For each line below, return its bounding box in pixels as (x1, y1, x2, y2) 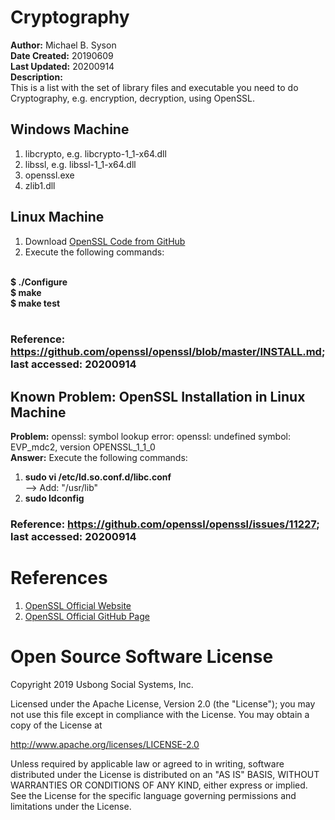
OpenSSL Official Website (24, 600, 132, 612)
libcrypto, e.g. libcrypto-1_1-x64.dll (24, 147, 167, 160)
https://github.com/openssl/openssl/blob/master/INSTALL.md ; (10, 345, 326, 359)
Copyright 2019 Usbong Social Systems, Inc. (10, 679, 194, 691)
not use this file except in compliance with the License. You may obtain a (10, 709, 310, 721)
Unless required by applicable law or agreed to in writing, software (10, 758, 285, 770)
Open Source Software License (10, 646, 274, 668)
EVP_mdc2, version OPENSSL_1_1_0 (10, 441, 156, 453)
